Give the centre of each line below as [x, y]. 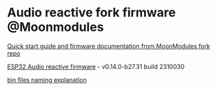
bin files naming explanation [47, 79]
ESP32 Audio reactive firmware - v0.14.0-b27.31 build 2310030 [96, 66]
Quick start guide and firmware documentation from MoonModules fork [108, 46]
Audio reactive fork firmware [92, 13]
